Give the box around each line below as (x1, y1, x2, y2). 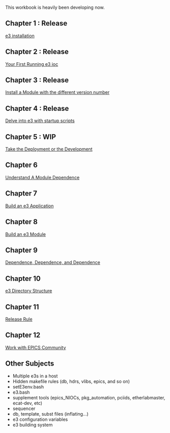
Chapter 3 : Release (5, 76, 69, 85)
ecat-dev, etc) (12, 400, 42, 406)
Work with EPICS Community (5, 344, 66, 350)
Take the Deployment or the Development (5, 146, 93, 152)
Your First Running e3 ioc (5, 61, 59, 67)
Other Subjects (5, 359, 54, 368)
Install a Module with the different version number (5, 89, 110, 95)
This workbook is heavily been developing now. (5, 5, 105, 10)
